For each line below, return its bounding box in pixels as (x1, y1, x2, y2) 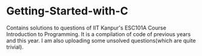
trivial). (6, 43, 24, 51)
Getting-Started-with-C (6, 4, 129, 18)
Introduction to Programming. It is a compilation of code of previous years (6, 30, 191, 37)
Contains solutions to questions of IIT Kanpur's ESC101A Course (6, 24, 167, 31)
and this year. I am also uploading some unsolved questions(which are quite (6, 37, 196, 44)
